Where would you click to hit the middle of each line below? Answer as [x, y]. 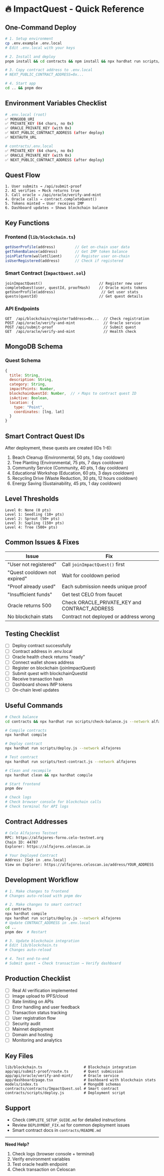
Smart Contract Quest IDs [45, 436]
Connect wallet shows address [43, 662]
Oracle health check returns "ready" [49, 657]
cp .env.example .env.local [34, 43]
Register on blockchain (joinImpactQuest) [54, 668]
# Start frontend [23, 784]
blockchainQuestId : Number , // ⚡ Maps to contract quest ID [73, 394]
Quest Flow [23, 175]
